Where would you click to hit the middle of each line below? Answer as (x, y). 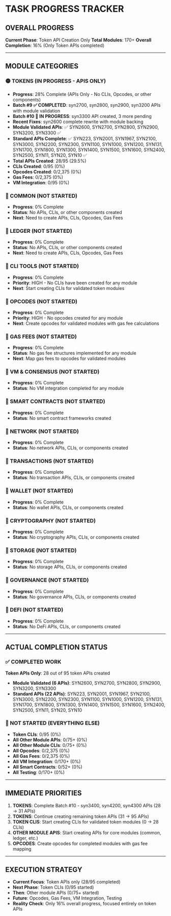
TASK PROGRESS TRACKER (65, 9)
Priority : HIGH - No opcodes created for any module (68, 318)
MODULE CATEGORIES (42, 66)
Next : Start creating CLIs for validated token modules (68, 288)
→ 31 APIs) (24, 811)
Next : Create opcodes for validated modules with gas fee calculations (86, 323)
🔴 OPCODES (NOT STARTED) (41, 301)
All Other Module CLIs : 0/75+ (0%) (50, 745)
